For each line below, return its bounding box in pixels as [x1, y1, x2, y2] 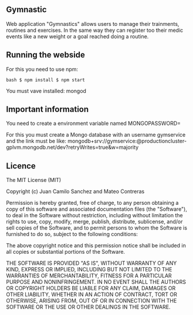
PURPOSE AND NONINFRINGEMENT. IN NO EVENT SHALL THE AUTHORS [6, 278, 187, 286]
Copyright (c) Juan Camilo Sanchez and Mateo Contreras [6, 188, 145, 195]
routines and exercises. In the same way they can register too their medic [6, 26, 184, 34]
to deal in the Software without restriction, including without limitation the [6, 212, 183, 219]
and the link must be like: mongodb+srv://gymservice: [6, 138, 137, 145]
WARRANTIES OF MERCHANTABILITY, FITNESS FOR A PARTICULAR [6, 272, 172, 279]
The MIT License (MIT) [6, 177, 62, 184]
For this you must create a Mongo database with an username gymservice [6, 131, 186, 138]
